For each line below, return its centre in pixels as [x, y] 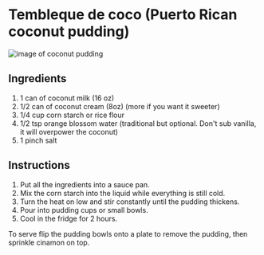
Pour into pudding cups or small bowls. [84, 210]
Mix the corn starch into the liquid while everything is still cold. [122, 193]
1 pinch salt [38, 140]
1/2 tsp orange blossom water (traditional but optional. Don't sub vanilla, [138, 123]
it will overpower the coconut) [69, 131]
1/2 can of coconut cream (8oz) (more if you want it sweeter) [120, 106]
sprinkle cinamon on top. [49, 242]
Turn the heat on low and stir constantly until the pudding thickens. [130, 202]
